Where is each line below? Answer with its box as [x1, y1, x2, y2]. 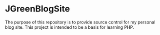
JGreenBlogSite [5, 3, 70, 14]
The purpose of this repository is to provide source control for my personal [5, 19, 156, 25]
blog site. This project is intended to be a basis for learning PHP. [5, 24, 134, 30]
